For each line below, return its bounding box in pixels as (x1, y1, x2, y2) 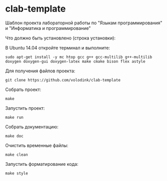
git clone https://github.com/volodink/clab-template (5, 77, 121, 82)
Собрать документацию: (5, 123, 59, 129)
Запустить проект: (5, 105, 45, 111)
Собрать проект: (5, 86, 41, 93)
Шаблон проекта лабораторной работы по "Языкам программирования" (5, 20, 162, 26)
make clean (5, 152, 28, 157)
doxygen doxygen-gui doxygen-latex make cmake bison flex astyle (5, 59, 145, 64)
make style (5, 170, 28, 176)
